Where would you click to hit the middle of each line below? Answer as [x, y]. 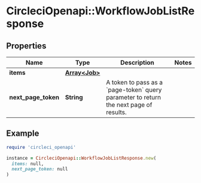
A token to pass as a [134, 82]
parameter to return [133, 97]
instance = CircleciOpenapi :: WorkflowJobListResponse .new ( [81, 158]
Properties [26, 46]
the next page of [129, 105]
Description [137, 62]
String [74, 97]
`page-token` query [134, 90]
